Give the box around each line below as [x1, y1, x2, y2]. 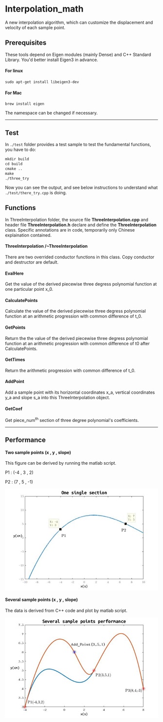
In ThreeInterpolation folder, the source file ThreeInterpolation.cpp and [5, 217, 149, 222]
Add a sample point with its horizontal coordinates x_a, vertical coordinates [5, 389, 155, 395]
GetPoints [5, 324, 26, 330]
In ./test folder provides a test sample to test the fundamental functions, [5, 141, 151, 147]
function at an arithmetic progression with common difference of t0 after [5, 340, 150, 346]
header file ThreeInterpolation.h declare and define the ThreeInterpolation [5, 222, 157, 228]
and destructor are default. [5, 259, 59, 265]
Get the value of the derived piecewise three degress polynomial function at [5, 281, 157, 287]
